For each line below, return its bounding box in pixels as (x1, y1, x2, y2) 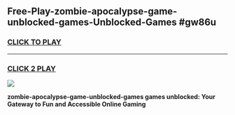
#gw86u (178, 17, 217, 29)
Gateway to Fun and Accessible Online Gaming (7, 100, 146, 108)
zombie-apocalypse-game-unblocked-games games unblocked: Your (7, 92, 215, 100)
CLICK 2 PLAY (7, 63, 56, 73)
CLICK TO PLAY (7, 38, 62, 47)
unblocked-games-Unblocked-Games (7, 17, 177, 29)
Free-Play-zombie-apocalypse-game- (7, 6, 178, 17)
